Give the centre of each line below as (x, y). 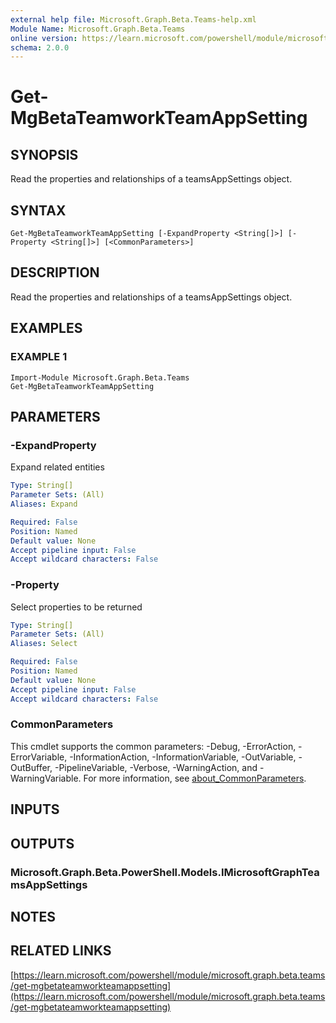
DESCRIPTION (55, 272)
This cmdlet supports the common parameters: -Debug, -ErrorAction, (153, 746)
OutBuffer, (31, 767)
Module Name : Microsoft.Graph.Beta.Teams (98, 29)
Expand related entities (57, 467)
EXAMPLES (46, 328)
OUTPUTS (42, 843)
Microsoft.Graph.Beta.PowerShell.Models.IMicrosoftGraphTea (165, 872)
